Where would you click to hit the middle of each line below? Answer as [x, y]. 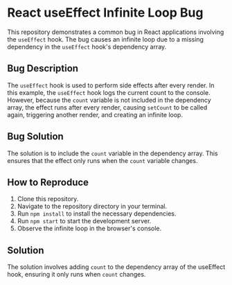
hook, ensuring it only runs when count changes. [77, 275]
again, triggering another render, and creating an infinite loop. [95, 114]
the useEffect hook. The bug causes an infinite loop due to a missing [106, 39]
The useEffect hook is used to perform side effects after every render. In [111, 85]
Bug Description [43, 68]
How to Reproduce [48, 182]
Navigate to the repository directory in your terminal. [92, 207]
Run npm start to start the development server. [84, 221]
